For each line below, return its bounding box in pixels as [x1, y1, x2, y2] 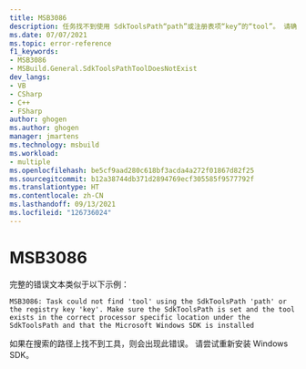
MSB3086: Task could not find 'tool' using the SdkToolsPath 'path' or [9, 297, 287, 306]
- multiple [9, 157, 51, 167]
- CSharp [9, 89, 43, 98]
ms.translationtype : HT [9, 183, 100, 192]
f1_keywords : [9, 47, 59, 56]
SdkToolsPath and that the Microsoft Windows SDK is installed [9, 321, 255, 330]
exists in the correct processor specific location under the [9, 313, 250, 322]
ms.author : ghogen [9, 124, 79, 133]
